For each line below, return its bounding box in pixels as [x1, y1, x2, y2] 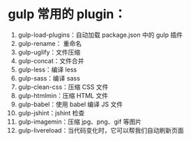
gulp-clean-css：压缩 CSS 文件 [17, 83, 109, 91]
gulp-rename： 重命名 [17, 39, 82, 47]
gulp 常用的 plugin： [8, 6, 127, 22]
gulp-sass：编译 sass [17, 74, 81, 82]
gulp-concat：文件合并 [17, 56, 84, 65]
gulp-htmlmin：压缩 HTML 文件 [17, 91, 109, 99]
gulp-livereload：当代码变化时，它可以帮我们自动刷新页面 [17, 126, 184, 134]
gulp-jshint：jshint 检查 [17, 108, 85, 117]
